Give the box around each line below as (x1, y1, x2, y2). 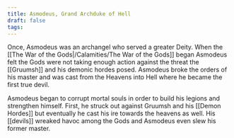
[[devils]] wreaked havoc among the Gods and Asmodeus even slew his (7, 117, 216, 125)
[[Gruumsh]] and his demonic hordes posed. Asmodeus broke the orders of (7, 65, 228, 74)
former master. (7, 125, 51, 133)
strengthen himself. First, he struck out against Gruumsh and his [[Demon (7, 102, 221, 110)
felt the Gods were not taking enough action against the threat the (7, 58, 199, 67)
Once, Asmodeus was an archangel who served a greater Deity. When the (7, 43, 223, 52)
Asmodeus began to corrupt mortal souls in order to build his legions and (7, 94, 221, 103)
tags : (7, 23, 23, 30)
